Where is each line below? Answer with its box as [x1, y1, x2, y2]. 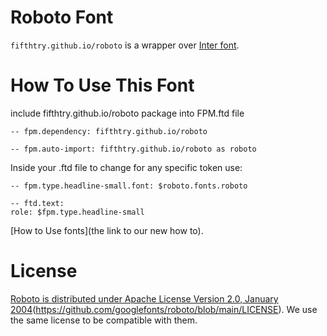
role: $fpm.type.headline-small [10, 207, 145, 217]
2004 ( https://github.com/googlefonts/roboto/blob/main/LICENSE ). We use [10, 303, 318, 315]
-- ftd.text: [10, 198, 65, 208]
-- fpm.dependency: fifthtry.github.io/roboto [10, 126, 208, 136]
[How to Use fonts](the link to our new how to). [10, 224, 204, 236]
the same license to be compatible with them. [10, 314, 198, 326]
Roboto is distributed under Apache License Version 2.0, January [10, 292, 279, 305]
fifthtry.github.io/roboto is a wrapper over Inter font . [10, 39, 240, 51]
